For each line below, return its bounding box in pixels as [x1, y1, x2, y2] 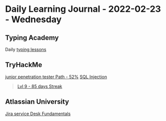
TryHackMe [5, 60, 42, 69]
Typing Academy [5, 33, 59, 42]
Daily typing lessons [5, 47, 47, 52]
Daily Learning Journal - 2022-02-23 [5, 3, 161, 15]
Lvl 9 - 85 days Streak [17, 83, 62, 89]
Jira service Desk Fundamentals [5, 111, 71, 117]
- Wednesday [5, 14, 62, 25]
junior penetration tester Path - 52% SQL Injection [5, 74, 108, 80]
